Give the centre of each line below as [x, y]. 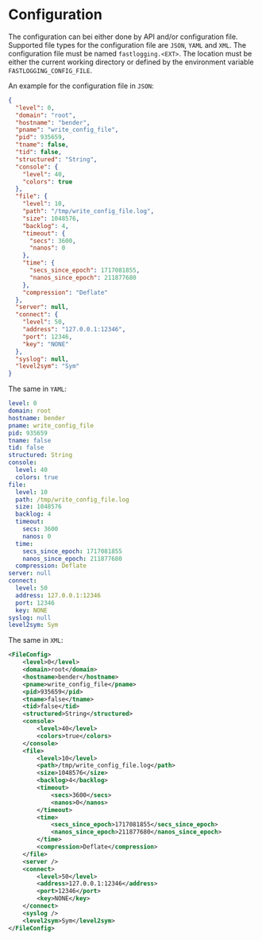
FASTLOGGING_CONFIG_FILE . [50, 70]
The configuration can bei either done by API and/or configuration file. [123, 37]
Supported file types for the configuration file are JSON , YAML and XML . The [127, 44]
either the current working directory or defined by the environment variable [131, 62]
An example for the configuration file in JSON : [81, 86]
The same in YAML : [38, 389]
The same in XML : [36, 640]
